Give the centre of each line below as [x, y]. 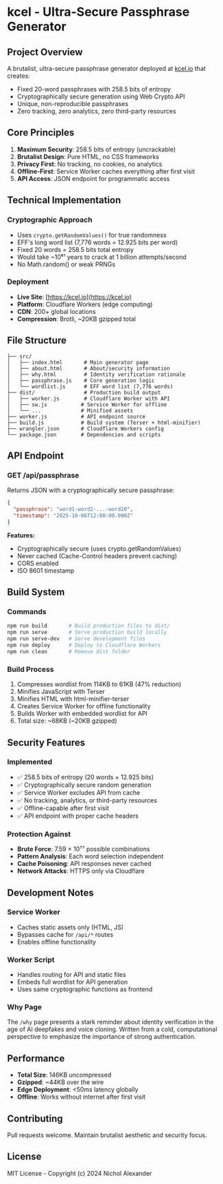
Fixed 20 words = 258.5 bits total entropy [75, 249]
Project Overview [45, 52]
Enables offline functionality [56, 942]
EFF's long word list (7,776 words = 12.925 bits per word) [97, 242]
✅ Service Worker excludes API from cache [79, 792]
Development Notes [50, 892]
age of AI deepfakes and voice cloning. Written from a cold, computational [112, 1029]
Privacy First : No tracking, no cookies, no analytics [90, 164]
